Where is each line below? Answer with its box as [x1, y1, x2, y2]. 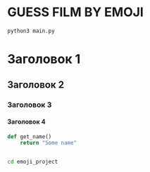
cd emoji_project [7, 159, 58, 166]
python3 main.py [7, 27, 55, 34]
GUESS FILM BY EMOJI [7, 4, 144, 20]
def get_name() [7, 133, 52, 140]
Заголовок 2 [7, 79, 65, 91]
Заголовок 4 [7, 117, 46, 126]
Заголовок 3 [7, 100, 52, 110]
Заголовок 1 [7, 51, 81, 67]
